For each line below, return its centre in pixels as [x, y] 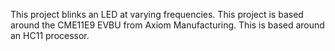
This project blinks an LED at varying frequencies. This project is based [157, 14]
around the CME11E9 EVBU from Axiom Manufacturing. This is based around [167, 25]
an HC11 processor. [50, 35]
